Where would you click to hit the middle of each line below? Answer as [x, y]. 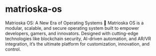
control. [13, 49]
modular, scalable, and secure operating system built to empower [72, 28]
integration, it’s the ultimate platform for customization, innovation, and [78, 44]
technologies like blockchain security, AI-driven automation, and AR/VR [78, 39]
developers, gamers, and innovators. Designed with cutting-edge [72, 33]
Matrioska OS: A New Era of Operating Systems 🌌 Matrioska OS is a [75, 23]
